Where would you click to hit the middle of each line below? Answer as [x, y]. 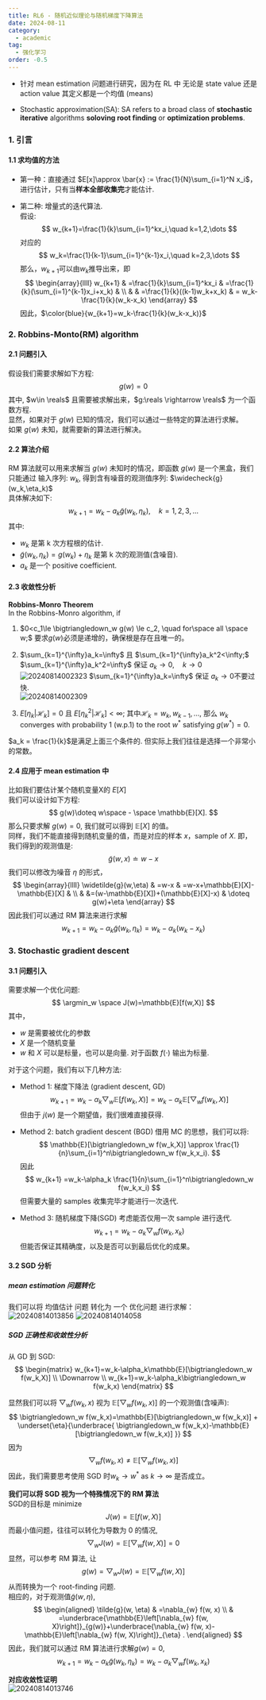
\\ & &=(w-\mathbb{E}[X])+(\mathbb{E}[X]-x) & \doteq [161, 893]
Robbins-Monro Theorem [51, 605]
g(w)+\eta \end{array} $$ [133, 902]
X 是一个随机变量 [48, 1043]
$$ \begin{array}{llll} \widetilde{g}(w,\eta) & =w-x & [96, 885]
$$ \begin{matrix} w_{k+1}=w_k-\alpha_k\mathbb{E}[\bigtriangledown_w [133, 1370]
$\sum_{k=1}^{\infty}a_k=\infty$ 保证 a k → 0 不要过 [172, 677]
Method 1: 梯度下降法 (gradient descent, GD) [93, 1087]
